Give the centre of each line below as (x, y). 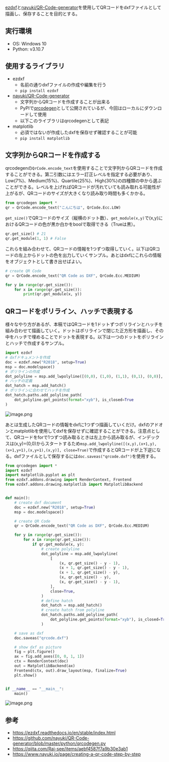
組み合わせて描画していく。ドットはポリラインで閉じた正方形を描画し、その (84, 331)
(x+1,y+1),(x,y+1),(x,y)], (33, 450)
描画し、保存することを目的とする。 (43, 14)
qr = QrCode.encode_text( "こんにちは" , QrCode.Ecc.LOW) (63, 208)
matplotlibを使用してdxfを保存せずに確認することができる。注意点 (82, 431)
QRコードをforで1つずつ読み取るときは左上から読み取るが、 (76, 437)
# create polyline (60, 549)
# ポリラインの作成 (23, 372)
